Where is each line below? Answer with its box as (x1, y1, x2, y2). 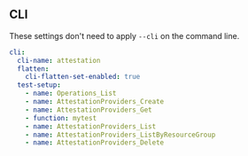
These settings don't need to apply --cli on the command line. (9, 30, 240, 41)
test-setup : (17, 81, 62, 90)
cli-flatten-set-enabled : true (25, 73, 141, 82)
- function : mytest (25, 113, 97, 122)
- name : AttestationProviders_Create (25, 97, 165, 106)
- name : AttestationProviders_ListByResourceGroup (25, 130, 216, 139)
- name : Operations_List (25, 89, 117, 98)
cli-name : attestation (17, 56, 101, 65)
